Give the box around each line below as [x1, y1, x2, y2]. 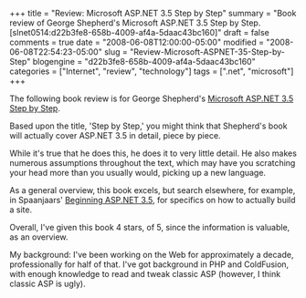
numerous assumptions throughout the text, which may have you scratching [9, 158, 296, 168]
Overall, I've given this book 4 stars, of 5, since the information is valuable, [9, 222, 290, 232]
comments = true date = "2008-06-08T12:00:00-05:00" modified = [9, 36, 265, 47]
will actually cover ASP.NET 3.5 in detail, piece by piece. [9, 130, 221, 140]
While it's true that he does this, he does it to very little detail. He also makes [9, 148, 297, 159]
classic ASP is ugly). [9, 278, 86, 289]
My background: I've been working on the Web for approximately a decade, [9, 250, 294, 260]
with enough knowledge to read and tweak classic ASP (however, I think [9, 269, 281, 279]
